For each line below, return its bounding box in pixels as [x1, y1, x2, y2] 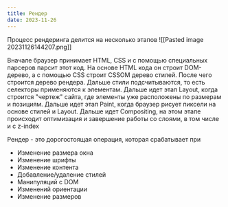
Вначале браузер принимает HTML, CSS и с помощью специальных [7, 56, 208, 64]
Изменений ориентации [16, 185, 88, 193]
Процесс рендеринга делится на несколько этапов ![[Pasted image [7, 35, 204, 43]
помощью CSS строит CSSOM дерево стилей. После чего [42, 70, 212, 79]
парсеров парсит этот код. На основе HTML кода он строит [7, 63, 183, 72]
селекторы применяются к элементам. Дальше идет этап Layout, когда [7, 85, 218, 94]
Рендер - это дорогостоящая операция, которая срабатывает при [7, 135, 201, 143]
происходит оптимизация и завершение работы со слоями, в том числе [7, 114, 220, 122]
